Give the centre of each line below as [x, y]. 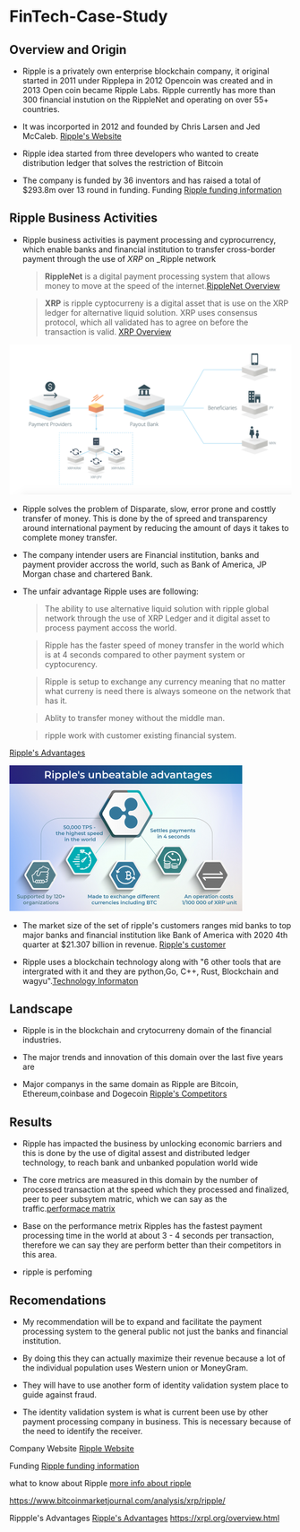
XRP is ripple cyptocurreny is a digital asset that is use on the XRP [167, 303]
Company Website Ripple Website [72, 1449]
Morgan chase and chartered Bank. [87, 574]
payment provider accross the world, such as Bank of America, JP [144, 564]
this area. [39, 1255]
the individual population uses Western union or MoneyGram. [135, 1368]
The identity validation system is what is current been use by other [145, 1412]
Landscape [41, 1009]
